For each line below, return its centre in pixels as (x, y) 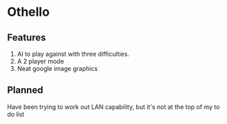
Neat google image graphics (57, 69)
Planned (25, 90)
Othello (29, 12)
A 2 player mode (40, 61)
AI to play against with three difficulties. (73, 54)
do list (16, 114)
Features (26, 38)
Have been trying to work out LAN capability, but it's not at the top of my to (113, 107)
